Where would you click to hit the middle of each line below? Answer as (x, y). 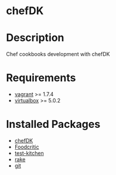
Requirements (41, 78)
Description (35, 38)
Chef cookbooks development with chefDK (58, 54)
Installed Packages (53, 124)
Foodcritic (27, 147)
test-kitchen (29, 153)
